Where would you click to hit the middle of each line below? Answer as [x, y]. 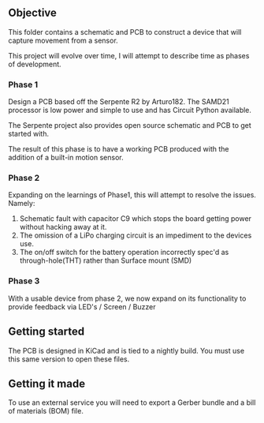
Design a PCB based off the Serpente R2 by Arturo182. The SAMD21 [119, 102]
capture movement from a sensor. [63, 40]
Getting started [46, 332]
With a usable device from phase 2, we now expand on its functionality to [127, 298]
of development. [35, 64]
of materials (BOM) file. [46, 411]
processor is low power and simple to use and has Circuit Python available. [130, 110]
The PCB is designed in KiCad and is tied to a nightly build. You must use [126, 350]
